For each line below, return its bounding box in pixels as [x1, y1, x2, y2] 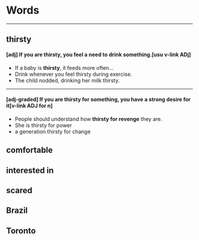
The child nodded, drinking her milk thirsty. [14, 76, 120, 84]
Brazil [6, 206, 28, 216]
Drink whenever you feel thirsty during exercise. [14, 71, 132, 78]
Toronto [6, 226, 36, 236]
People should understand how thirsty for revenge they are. [14, 115, 163, 122]
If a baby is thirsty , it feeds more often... [14, 64, 114, 71]
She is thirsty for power [14, 121, 72, 129]
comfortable [6, 145, 53, 155]
